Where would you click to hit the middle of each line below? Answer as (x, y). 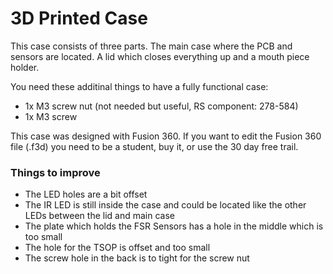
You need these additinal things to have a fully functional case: (139, 86)
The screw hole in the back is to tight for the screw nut (137, 258)
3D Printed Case (79, 18)
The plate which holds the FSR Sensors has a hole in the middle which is (174, 226)
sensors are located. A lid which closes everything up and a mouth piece (160, 56)
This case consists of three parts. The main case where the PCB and (151, 46)
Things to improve (55, 172)
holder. (25, 67)
